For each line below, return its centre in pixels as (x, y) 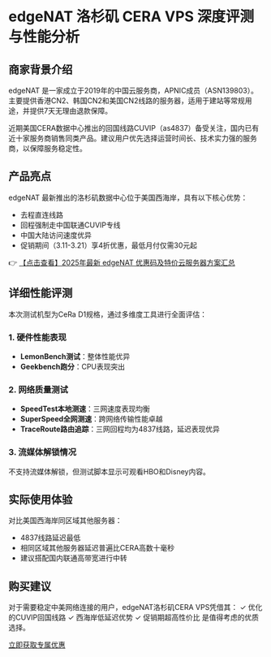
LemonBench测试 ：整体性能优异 (75, 356)
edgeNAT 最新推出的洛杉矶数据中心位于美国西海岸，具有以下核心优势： (128, 197)
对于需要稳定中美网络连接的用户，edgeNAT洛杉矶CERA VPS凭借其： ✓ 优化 (135, 607)
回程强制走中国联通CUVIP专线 (70, 225)
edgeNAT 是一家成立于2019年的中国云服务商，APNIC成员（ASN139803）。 (133, 91)
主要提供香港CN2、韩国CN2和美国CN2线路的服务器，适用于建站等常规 (127, 101)
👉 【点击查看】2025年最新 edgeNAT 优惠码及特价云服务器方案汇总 (122, 262)
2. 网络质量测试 (39, 389)
